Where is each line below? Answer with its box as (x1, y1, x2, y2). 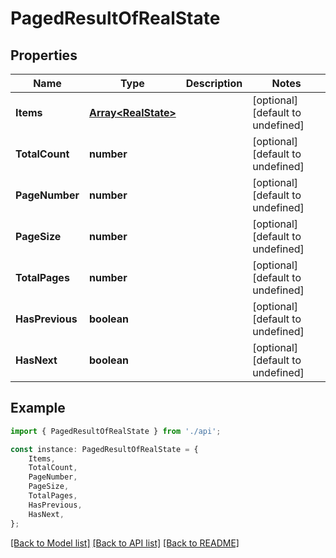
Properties (10, 47, 78, 64)
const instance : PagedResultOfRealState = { (10, 444, 199, 454)
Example (10, 400, 66, 417)
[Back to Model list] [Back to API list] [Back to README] (10, 537, 240, 549)
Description (185, 77, 243, 90)
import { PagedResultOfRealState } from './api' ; (10, 426, 222, 436)
